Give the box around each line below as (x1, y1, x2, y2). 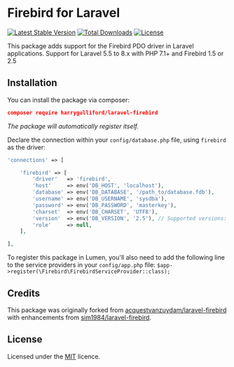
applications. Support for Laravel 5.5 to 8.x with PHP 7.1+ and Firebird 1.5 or (7, 49, 224, 58)
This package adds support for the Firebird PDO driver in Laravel (7, 41, 194, 50)
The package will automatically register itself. (7, 121, 139, 131)
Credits (7, 287, 41, 299)
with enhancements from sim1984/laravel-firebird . (7, 313, 152, 321)
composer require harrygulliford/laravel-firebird (7, 109, 158, 116)
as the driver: (7, 142, 46, 152)
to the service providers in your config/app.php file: (7, 261, 156, 269)
